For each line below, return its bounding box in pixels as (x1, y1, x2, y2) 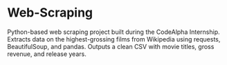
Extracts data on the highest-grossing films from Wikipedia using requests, (7, 35, 221, 43)
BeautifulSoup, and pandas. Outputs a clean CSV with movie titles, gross (7, 42, 215, 50)
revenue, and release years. (7, 50, 87, 58)
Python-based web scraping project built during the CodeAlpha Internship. (7, 28, 220, 36)
